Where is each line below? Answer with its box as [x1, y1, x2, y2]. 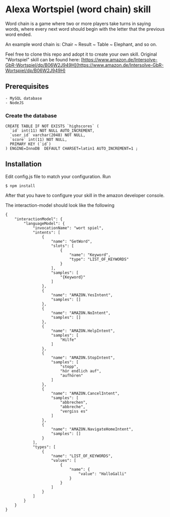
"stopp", [60, 364, 79, 369]
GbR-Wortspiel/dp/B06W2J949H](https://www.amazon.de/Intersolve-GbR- [5, 62, 164, 68]
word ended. [5, 31, 32, 37]
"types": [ [32, 444, 56, 450]
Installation [5, 160, 42, 169]
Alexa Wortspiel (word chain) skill [5, 4, 151, 15]
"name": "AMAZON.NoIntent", [51, 310, 111, 315]
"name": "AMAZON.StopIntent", [51, 355, 115, 360]
